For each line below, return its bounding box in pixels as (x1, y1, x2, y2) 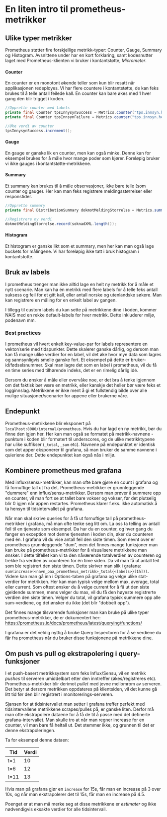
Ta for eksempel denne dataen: (5, 737, 69, 743)
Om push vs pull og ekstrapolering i (5, 649, 117, 658)
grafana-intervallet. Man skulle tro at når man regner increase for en (5, 717, 145, 723)
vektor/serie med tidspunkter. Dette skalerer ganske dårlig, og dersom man (5, 346, 159, 352)
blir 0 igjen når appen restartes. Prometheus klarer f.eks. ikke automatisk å (5, 501, 158, 507)
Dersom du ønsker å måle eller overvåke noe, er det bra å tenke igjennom (5, 376, 156, 383)
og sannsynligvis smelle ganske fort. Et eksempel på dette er (5, 357, 130, 363)
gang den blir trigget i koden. (5, 96, 65, 102)
